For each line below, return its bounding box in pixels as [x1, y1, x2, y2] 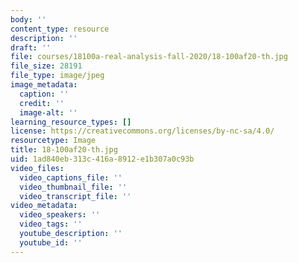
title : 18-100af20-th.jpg [10, 145, 118, 155]
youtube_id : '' [19, 237, 83, 248]
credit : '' [19, 98, 65, 108]
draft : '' [10, 42, 52, 53]
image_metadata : [10, 80, 78, 90]
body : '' [10, 14, 47, 25]
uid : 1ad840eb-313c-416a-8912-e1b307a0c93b [10, 154, 195, 164]
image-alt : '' [19, 107, 78, 118]
